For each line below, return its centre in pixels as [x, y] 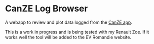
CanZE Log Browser [46, 9]
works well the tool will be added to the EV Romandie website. [68, 37]
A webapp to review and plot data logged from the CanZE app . [69, 22]
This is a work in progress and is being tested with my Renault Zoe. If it [77, 32]
